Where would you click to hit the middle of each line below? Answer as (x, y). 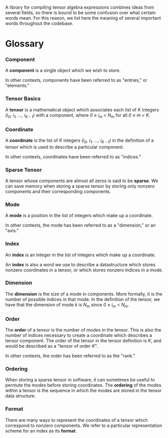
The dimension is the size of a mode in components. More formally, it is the (84, 294)
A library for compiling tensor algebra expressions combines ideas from (80, 7)
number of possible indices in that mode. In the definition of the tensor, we (83, 299)
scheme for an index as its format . (41, 430)
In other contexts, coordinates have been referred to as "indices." (73, 156)
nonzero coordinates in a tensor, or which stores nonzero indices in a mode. (84, 270)
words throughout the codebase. (39, 23)
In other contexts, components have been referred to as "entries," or (76, 80)
